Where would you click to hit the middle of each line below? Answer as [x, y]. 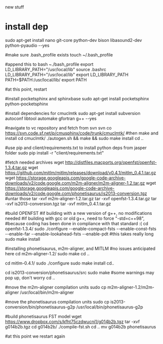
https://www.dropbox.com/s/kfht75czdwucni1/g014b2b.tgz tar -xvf [72, 322]
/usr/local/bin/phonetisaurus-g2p [110, 307]
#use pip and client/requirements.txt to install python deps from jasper [76, 148]
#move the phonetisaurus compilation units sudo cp [57, 302]
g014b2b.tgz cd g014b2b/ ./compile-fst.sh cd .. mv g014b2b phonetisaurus [81, 326]
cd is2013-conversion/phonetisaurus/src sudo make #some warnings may [80, 272]
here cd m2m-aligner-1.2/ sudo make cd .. [47, 253]
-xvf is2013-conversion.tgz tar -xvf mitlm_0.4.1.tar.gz [58, 204]
